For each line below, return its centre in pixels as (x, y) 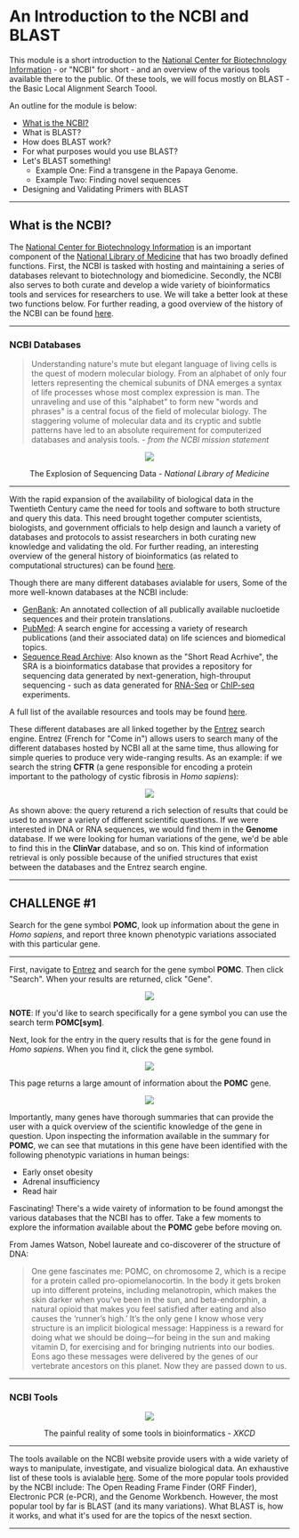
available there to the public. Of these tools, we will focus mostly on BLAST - (149, 78)
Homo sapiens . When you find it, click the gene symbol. (112, 1049)
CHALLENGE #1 (53, 903)
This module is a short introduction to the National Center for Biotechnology (148, 60)
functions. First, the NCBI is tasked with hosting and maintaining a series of (147, 265)
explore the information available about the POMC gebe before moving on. (146, 1227)
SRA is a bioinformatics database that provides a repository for (137, 666)
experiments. (46, 695)
